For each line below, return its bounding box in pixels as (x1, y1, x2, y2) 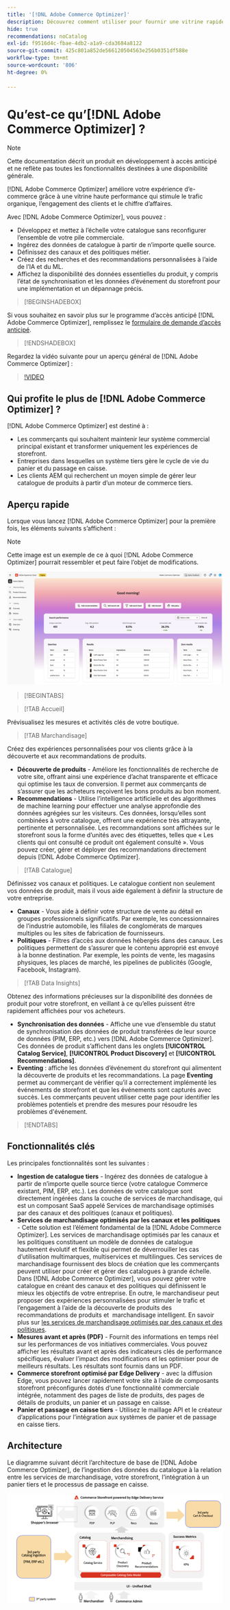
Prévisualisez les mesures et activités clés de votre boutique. (7, 718, 179, 726)
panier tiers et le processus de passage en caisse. (7, 1480, 149, 1489)
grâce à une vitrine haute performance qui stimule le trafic (38, 192, 203, 200)
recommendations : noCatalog (7, 33, 88, 40)
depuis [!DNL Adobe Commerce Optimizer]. (16, 852, 140, 861)
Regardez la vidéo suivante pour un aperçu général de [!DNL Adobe (7, 352, 199, 360)
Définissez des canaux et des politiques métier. (16, 248, 151, 257)
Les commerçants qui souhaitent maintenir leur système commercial (16, 435, 210, 443)
